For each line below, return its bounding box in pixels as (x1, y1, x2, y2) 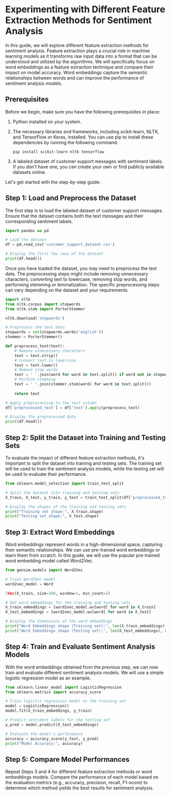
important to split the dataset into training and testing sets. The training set (5, 460, 162, 466)
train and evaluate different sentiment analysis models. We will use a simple (5, 669, 164, 675)
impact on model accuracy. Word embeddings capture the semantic (5, 69, 148, 75)
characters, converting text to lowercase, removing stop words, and (5, 276, 148, 282)
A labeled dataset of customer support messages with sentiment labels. (12, 158, 163, 164)
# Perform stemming (14, 377, 56, 382)
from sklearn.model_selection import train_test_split (5, 481, 124, 486)
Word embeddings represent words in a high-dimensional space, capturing (5, 541, 163, 548)
